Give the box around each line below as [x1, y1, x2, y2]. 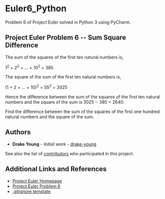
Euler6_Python [5, 3, 67, 14]
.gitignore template [12, 188, 51, 194]
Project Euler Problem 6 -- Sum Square [5, 33, 127, 42]
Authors [5, 128, 31, 137]
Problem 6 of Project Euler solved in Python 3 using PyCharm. [5, 19, 131, 25]
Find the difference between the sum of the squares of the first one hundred [5, 109, 160, 114]
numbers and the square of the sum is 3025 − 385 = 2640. [5, 99, 125, 105]
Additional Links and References [5, 165, 107, 173]
